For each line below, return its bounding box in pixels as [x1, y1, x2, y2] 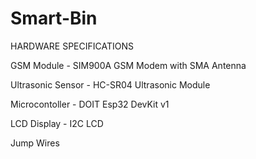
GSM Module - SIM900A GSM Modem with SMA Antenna [10, 59, 247, 71]
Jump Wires [10, 137, 60, 149]
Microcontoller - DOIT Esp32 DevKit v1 [10, 98, 170, 110]
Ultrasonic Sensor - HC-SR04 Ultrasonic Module [10, 78, 211, 91]
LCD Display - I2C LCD [10, 117, 104, 129]
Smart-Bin [10, 7, 98, 30]
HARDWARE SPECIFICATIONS [10, 40, 135, 52]
